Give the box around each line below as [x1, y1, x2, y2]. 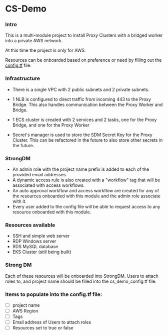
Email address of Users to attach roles [12, 319, 91, 325]
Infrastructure [5, 75, 40, 82]
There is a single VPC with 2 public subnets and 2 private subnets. [12, 86, 149, 92]
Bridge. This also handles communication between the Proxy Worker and [12, 101, 163, 107]
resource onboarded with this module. [12, 209, 91, 215]
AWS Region [12, 308, 38, 314]
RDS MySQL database [12, 244, 58, 250]
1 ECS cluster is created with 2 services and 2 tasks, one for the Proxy [12, 117, 157, 123]
